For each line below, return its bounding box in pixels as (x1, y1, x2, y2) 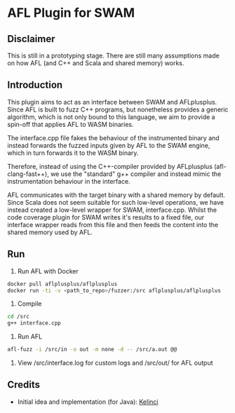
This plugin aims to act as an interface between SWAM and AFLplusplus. (7, 97, 217, 106)
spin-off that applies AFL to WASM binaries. (7, 120, 134, 128)
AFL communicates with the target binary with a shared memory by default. (7, 191, 226, 199)
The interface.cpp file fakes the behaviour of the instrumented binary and (7, 133, 220, 142)
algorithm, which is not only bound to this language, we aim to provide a (7, 112, 215, 121)
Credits (7, 379, 41, 391)
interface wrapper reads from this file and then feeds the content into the (7, 220, 219, 229)
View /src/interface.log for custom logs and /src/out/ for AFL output (17, 359, 213, 367)
